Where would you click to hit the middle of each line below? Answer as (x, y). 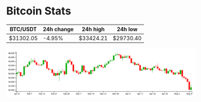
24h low (127, 29)
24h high (93, 29)
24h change (58, 29)
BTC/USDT (23, 29)
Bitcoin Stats (39, 11)
